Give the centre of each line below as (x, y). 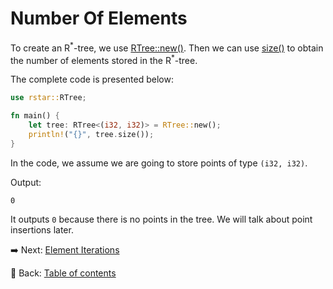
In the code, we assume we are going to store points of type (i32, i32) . (159, 163)
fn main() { (35, 116)
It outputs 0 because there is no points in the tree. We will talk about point (161, 219)
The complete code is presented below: (92, 79)
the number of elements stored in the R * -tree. (104, 59)
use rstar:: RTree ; (48, 98)
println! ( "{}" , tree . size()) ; (91, 134)
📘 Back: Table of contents (63, 273)
